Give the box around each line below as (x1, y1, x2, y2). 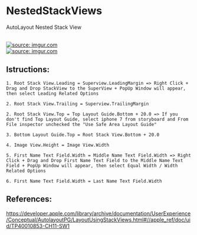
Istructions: (6, 65, 50, 75)
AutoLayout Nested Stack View (6, 24, 81, 31)
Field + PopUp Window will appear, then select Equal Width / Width (6, 163, 178, 168)
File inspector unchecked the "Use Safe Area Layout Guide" (6, 121, 157, 127)
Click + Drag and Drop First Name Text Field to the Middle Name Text (6, 157, 183, 163)
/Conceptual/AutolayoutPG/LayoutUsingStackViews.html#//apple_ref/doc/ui (6, 216, 191, 223)
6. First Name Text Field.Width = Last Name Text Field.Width (6, 178, 162, 184)
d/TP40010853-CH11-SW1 (6, 222, 70, 229)
